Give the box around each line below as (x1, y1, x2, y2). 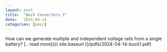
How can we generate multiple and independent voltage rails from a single (5, 36, 162, 42)
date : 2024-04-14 (5, 17, 47, 22)
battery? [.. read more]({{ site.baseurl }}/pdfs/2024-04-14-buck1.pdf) (5, 41, 152, 47)
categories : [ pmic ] (5, 21, 47, 27)
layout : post (5, 7, 33, 13)
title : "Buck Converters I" (5, 12, 67, 17)
